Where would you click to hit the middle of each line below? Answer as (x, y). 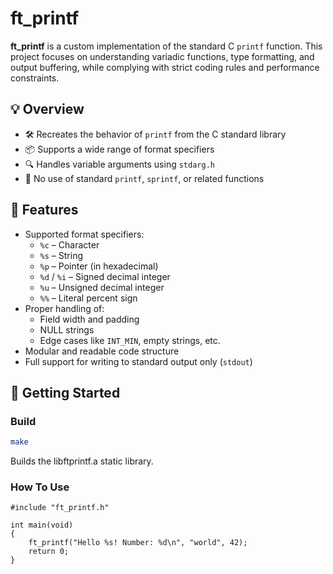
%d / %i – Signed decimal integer (105, 276)
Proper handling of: (64, 308)
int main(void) (42, 525)
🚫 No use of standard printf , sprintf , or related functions (144, 178)
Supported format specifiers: (84, 234)
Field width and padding (89, 319)
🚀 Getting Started (65, 392)
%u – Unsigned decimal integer (102, 287)
